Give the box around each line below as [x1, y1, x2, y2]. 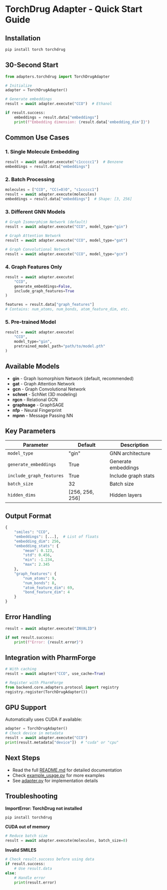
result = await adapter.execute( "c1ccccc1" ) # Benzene [5, 159, 123, 165]
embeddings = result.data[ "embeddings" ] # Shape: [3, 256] [5, 197, 133, 202]
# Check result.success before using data [5, 857, 94, 862]
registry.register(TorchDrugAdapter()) [5, 689, 88, 694]
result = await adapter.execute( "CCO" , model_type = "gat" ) [5, 238, 128, 243]
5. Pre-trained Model [5, 318, 56, 325]
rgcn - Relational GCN [12, 396, 58, 402]
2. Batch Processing [5, 176, 55, 183]
